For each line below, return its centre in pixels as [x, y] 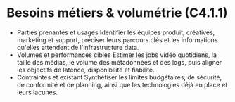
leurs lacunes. [37, 92]
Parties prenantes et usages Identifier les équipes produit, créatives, [116, 32]
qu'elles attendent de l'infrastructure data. [78, 47]
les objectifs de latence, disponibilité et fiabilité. [86, 70]
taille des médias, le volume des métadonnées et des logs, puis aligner [119, 62]
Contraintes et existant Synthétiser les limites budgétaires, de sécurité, [119, 77]
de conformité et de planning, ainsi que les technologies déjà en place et [122, 84]
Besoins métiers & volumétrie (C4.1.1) [117, 13]
